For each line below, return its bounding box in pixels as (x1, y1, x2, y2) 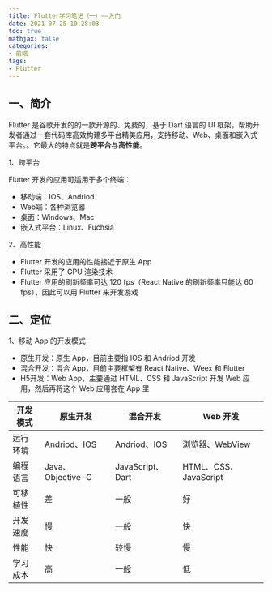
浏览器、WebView (181, 439, 251, 450)
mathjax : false (8, 34, 60, 43)
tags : (8, 58, 27, 66)
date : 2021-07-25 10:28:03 (8, 19, 100, 28)
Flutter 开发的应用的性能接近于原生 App (19, 256, 152, 266)
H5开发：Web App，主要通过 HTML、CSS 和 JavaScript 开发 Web (19, 374, 241, 384)
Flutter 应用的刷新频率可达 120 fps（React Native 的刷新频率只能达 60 (19, 277, 253, 286)
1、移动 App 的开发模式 (8, 336, 87, 345)
